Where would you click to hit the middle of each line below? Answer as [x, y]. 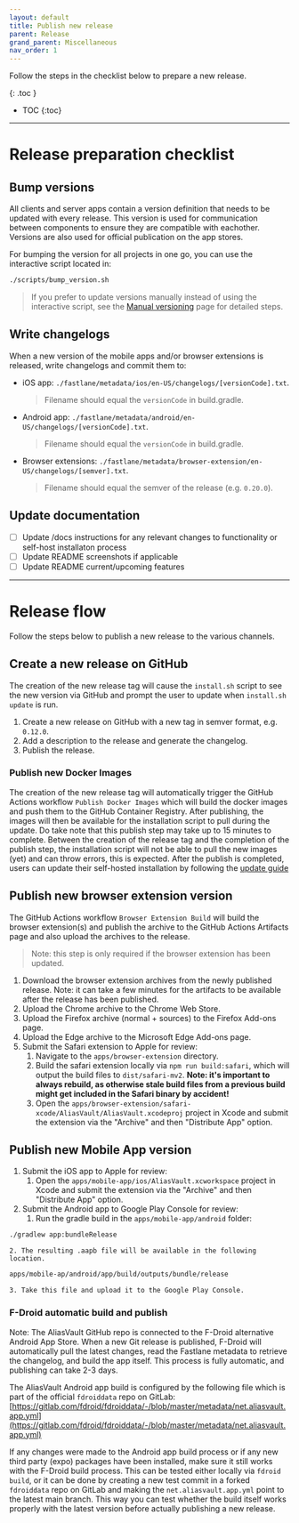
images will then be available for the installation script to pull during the [140, 820]
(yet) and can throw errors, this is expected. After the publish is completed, [147, 858]
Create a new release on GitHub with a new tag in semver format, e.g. [149, 721]
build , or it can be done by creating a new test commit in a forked [130, 1480]
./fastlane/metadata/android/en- [133, 418]
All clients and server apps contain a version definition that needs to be [140, 209]
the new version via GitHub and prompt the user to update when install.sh [148, 695]
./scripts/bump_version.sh [59, 280]
